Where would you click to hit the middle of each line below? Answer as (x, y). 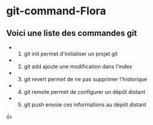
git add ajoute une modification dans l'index (78, 66)
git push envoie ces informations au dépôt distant (85, 105)
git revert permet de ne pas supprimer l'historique (85, 79)
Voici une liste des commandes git (72, 33)
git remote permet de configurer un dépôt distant (85, 92)
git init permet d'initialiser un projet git (71, 54)
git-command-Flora (56, 11)
